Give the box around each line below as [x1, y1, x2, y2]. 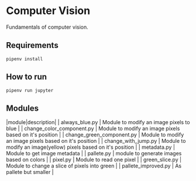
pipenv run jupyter [6, 87, 54, 93]
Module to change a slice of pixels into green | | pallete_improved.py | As [6, 162, 182, 169]
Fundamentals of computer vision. [6, 23, 89, 30]
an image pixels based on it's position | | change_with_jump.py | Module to [6, 138, 186, 145]
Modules [6, 103, 39, 113]
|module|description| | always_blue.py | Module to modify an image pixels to [6, 119, 190, 126]
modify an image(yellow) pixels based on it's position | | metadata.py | [6, 144, 176, 151]
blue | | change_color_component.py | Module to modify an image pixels [6, 125, 180, 132]
